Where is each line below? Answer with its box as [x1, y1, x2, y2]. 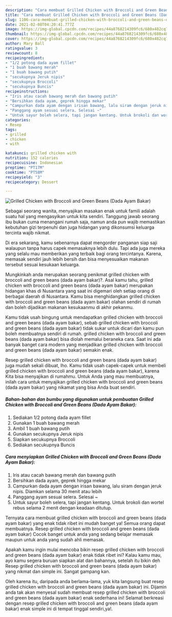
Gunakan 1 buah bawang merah [12, 420, 80, 426]
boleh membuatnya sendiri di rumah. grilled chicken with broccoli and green [5, 331, 166, 337]
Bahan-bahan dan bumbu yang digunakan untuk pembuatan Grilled [5, 396, 154, 402]
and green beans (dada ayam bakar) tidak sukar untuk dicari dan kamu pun [5, 325, 164, 332]
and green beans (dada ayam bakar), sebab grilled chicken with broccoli [5, 320, 158, 326]
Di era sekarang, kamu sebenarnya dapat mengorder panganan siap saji [5, 240, 158, 246]
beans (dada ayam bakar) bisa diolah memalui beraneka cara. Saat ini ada [5, 336, 161, 342]
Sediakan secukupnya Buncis [12, 442, 75, 448]
